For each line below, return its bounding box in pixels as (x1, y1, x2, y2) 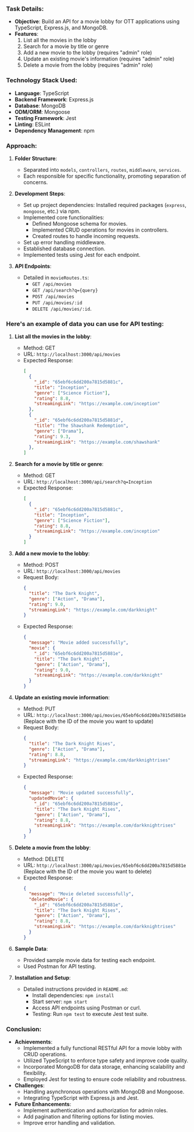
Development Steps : (14, 190, 66, 197)
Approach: (6, 141, 38, 149)
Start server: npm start (32, 998, 88, 1005)
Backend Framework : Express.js (14, 96, 94, 103)
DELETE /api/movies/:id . (32, 305, 92, 312)
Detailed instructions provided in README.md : (23, 985, 129, 992)
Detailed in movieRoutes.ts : (23, 274, 89, 281)
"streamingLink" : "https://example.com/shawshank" (34, 439, 160, 445)
